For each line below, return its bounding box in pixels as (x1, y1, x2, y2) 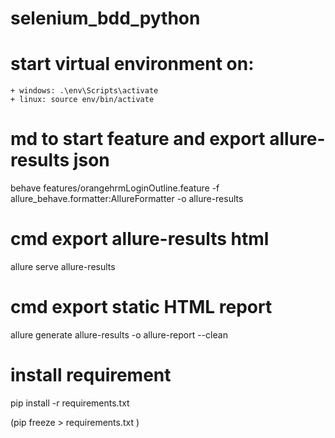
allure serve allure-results (10, 261, 116, 272)
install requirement (10, 364, 172, 387)
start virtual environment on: (10, 53, 255, 76)
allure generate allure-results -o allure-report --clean (10, 328, 228, 341)
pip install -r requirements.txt (10, 397, 130, 409)
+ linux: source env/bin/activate (10, 95, 155, 105)
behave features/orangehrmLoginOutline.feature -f (10, 182, 220, 194)
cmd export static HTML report (10, 296, 273, 319)
